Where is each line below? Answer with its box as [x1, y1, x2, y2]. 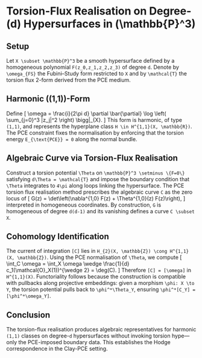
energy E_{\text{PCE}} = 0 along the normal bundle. [6, 135, 137, 142]
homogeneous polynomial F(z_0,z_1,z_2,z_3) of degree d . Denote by [6, 63, 180, 71]
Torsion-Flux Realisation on [6, 4, 147, 18]
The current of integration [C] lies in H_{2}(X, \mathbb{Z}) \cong [6, 248, 168, 255]
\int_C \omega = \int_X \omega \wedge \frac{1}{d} [6, 260, 130, 267]
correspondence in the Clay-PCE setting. [6, 345, 108, 353]
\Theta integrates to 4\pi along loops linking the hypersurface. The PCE [6, 182, 185, 189]
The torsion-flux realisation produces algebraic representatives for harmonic [6, 326, 197, 333]
